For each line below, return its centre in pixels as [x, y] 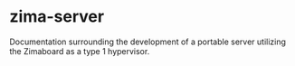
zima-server [57, 17]
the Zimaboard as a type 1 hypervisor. [80, 51]
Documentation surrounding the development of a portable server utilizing [148, 42]
